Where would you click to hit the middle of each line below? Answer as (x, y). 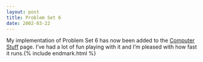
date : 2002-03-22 (28, 23)
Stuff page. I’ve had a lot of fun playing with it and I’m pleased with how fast (101, 47)
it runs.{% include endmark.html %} (51, 53)
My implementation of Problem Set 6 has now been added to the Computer (101, 41)
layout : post (23, 12)
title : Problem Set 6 (34, 18)
